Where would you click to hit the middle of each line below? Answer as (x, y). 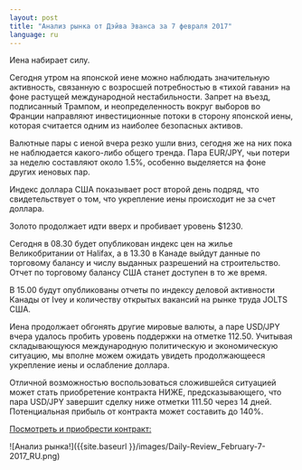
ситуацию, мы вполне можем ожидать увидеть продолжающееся (137, 356)
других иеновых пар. (50, 172)
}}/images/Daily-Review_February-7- (198, 446)
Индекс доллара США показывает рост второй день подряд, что (134, 190)
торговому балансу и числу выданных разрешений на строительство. (145, 263)
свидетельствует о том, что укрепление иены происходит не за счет (142, 199)
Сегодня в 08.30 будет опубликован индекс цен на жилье (121, 244)
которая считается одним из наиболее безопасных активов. (126, 126)
